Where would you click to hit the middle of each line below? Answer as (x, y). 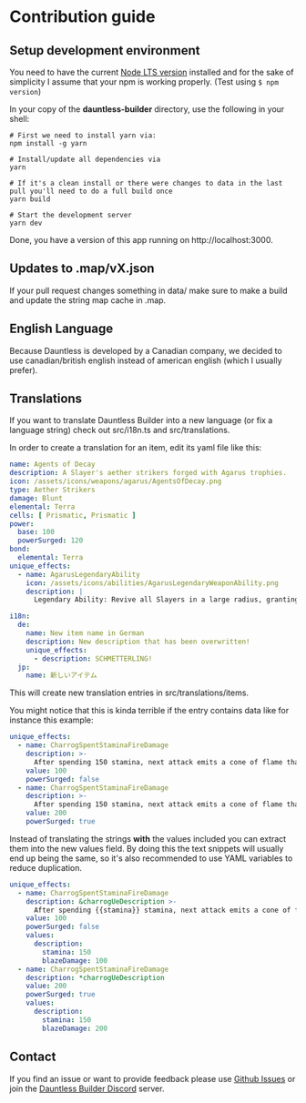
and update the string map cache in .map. (88, 300)
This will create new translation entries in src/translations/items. (129, 693)
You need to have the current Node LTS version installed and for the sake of (152, 72)
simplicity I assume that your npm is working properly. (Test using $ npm (144, 82)
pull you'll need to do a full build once (91, 191)
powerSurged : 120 (51, 541)
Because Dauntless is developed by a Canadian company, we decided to (146, 350)
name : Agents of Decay (52, 465)
